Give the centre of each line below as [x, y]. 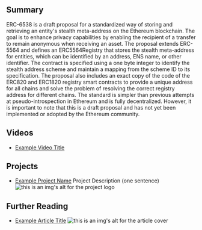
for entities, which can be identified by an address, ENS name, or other [94, 56]
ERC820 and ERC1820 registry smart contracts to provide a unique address [99, 82]
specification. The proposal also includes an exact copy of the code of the [98, 75]
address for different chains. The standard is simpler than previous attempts [100, 95]
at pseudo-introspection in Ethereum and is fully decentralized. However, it [99, 101]
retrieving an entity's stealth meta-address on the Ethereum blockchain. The [101, 31]
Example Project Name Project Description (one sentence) [87, 181]
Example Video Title [40, 148]
